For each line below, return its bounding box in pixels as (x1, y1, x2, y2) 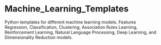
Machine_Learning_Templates (4, 3, 129, 14)
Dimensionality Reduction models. (4, 34, 73, 40)
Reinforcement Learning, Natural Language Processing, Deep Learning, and (4, 29, 157, 35)
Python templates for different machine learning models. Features (4, 19, 137, 25)
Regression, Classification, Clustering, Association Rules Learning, (4, 24, 138, 30)
